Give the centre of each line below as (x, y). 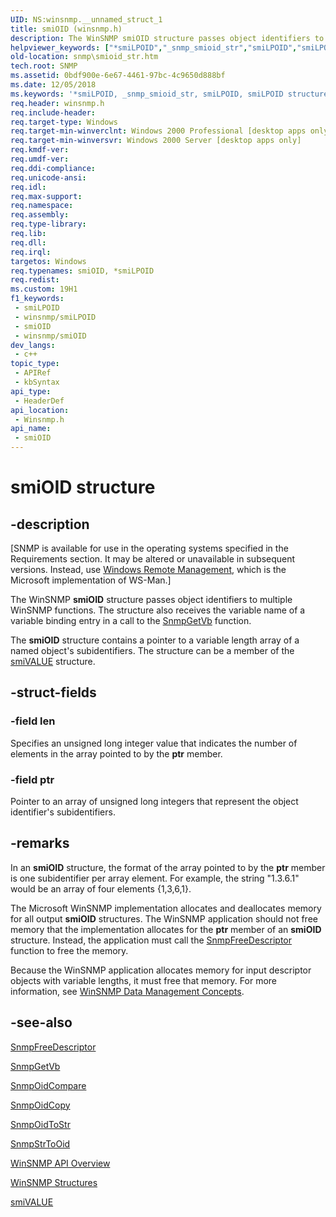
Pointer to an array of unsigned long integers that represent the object (154, 801)
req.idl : (28, 187)
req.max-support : (46, 196)
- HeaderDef (39, 401)
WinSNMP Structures (54, 1182)
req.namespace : (42, 206)
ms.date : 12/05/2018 (53, 85)
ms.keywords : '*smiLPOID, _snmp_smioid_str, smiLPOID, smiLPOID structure (169, 94)
